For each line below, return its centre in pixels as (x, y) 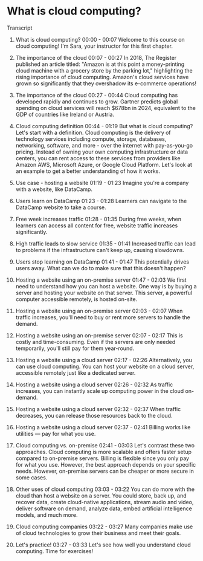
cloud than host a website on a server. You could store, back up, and (101, 495)
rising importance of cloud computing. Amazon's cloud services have (102, 77)
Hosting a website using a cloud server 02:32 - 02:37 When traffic (98, 409)
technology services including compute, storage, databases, (91, 139)
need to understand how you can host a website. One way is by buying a (106, 286)
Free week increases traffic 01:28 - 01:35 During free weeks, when (98, 219)
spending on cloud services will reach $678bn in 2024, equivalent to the (105, 108)
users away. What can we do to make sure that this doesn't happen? (101, 268)
